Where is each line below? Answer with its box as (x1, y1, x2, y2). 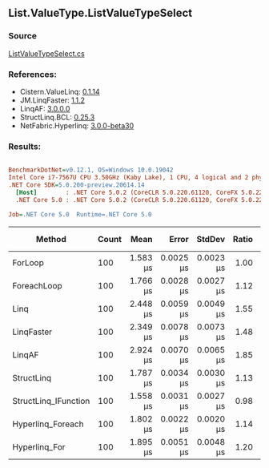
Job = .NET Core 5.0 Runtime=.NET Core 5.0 (8, 210, 152, 219)
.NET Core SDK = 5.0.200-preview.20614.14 (8, 181, 146, 189)
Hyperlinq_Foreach (12, 418, 84, 430)
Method (35, 233, 66, 244)
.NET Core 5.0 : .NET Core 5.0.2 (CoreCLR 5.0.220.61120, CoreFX (15, 196, 239, 204)
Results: (8, 140, 42, 151)
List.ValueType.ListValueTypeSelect (8, 6, 193, 20)
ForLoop (12, 256, 44, 268)
